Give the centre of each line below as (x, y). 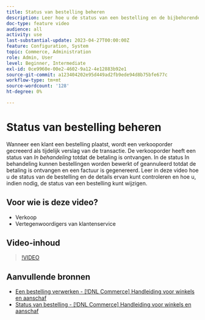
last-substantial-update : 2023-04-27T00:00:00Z (68, 40)
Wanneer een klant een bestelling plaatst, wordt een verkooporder (89, 144)
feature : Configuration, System (47, 47)
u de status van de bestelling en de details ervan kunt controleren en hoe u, (101, 177)
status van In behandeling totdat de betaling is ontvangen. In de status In (98, 157)
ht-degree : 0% (24, 92)
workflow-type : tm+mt (34, 80)
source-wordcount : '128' (38, 86)
